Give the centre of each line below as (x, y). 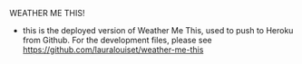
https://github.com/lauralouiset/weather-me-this (113, 50)
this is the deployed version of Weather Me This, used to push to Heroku (158, 30)
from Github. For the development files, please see (117, 40)
